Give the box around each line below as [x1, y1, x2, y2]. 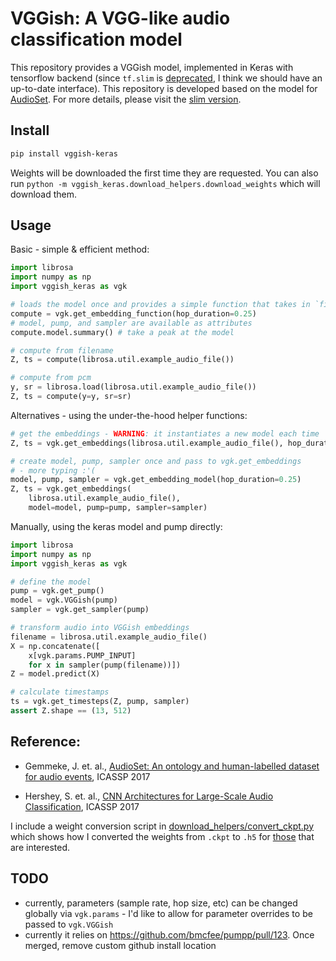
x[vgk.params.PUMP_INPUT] [28, 650, 137, 661]
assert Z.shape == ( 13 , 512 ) [10, 706, 132, 716]
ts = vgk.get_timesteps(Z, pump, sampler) [10, 697, 190, 707]
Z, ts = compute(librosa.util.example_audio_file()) [10, 355, 235, 365]
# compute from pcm [10, 373, 92, 383]
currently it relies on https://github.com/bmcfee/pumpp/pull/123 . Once [24, 928, 315, 941]
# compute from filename [10, 345, 114, 356]
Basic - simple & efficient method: [10, 243, 150, 256]
